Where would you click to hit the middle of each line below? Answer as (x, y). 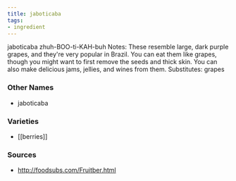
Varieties (23, 121)
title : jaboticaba (34, 14)
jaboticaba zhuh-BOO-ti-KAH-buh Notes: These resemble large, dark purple (118, 47)
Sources (22, 154)
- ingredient (26, 27)
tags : (15, 20)
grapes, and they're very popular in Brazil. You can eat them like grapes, (112, 54)
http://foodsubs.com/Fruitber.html (67, 170)
